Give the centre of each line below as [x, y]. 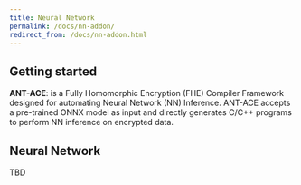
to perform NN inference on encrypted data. [92, 122]
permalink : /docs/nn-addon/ [62, 26]
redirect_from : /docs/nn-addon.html [78, 34]
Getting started [53, 71]
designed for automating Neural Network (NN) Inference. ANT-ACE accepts [150, 103]
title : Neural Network [52, 18]
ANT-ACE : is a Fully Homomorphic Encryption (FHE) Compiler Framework [147, 93]
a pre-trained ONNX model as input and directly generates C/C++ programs [150, 112]
